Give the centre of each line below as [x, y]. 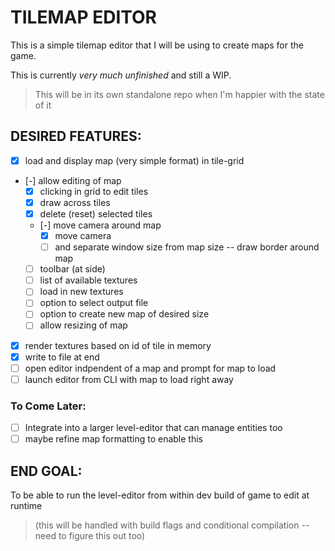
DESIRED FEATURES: [76, 136]
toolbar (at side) [72, 269]
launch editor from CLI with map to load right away [129, 379]
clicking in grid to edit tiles [94, 191]
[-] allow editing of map [73, 180]
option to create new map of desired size [124, 314]
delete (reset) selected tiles [96, 213]
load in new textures [81, 292]
